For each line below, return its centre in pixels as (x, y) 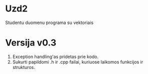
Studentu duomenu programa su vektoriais (49, 22)
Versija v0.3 (31, 43)
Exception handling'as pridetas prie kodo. (55, 56)
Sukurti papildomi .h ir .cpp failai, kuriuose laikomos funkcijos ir (78, 62)
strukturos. (24, 67)
